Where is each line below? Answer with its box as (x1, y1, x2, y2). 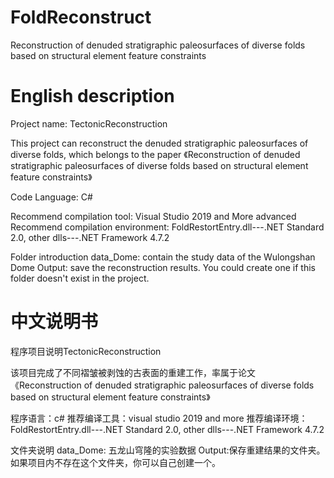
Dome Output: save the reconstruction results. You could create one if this (10, 261, 317, 273)
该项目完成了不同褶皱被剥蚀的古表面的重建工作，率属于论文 (10, 366, 256, 378)
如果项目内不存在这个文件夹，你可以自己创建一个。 (10, 456, 221, 468)
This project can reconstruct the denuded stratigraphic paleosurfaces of (10, 137, 309, 149)
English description (10, 85, 175, 108)
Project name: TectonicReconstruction (10, 117, 168, 130)
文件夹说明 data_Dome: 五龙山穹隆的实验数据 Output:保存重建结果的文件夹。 (10, 444, 326, 456)
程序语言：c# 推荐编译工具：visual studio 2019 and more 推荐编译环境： (10, 412, 308, 424)
